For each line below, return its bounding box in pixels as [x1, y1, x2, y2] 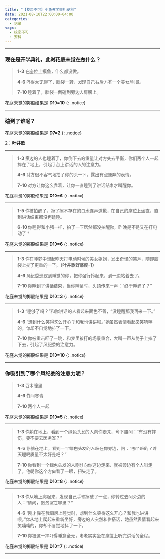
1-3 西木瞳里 [17, 382, 43, 388]
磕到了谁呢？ [5, 118, 36, 125]
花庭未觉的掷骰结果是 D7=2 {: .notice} [5, 130, 82, 136]
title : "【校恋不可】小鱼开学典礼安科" [5, 7, 76, 12]
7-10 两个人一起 [17, 403, 50, 409]
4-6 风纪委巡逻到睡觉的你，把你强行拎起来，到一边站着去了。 [17, 273, 142, 279]
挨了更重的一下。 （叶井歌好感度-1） [26, 262, 97, 268]
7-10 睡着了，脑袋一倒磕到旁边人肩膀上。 [17, 89, 101, 95]
